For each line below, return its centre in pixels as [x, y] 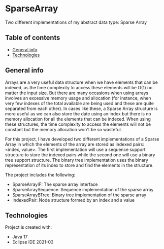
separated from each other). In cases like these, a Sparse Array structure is [82, 108]
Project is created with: [29, 227]
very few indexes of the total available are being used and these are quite [80, 103]
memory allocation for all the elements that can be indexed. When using [78, 119]
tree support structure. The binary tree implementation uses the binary [77, 160]
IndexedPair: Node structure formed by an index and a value [73, 200]
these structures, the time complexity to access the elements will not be [78, 124]
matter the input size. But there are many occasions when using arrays [77, 93]
